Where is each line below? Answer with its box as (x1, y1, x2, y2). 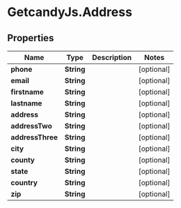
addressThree (10, 133, 58, 142)
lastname (10, 98, 42, 108)
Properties (7, 32, 54, 44)
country (10, 178, 38, 187)
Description (92, 53, 132, 62)
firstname (10, 87, 44, 96)
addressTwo (10, 121, 52, 131)
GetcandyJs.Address (7, 4, 132, 20)
